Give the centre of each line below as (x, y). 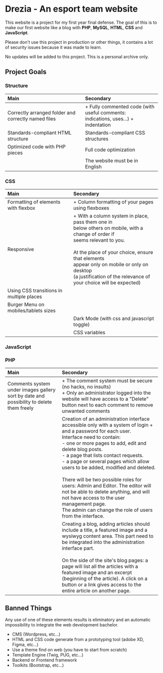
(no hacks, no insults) (86, 387)
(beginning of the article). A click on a (105, 579)
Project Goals (26, 72)
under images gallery (32, 390)
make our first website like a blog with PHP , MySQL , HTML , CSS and (74, 27)
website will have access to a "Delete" (105, 399)
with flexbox (21, 208)
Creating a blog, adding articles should (106, 524)
